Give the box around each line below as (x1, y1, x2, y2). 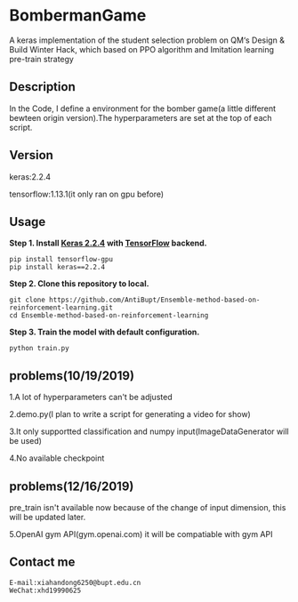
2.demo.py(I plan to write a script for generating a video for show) (9, 409, 251, 420)
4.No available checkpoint (9, 453, 105, 463)
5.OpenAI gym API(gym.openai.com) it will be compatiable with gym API (9, 529, 273, 539)
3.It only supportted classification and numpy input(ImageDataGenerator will (9, 426, 289, 437)
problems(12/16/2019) (9, 478, 134, 494)
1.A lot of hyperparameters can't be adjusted (9, 392, 173, 403)
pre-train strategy (9, 53, 74, 64)
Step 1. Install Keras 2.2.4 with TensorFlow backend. (9, 237, 207, 249)
